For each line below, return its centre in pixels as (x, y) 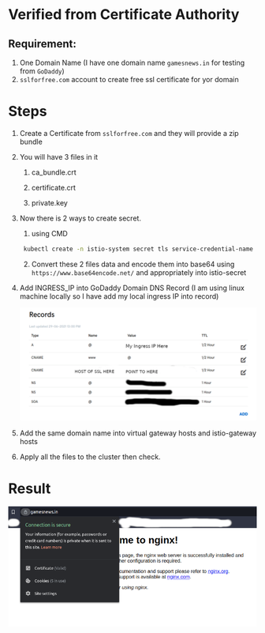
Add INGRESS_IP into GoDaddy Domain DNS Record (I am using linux (132, 288)
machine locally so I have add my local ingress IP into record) (119, 296)
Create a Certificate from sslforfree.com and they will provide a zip (129, 133)
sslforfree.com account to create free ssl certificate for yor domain (129, 79)
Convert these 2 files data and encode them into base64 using (133, 264)
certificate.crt (54, 187)
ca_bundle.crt (54, 172)
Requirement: (43, 44)
